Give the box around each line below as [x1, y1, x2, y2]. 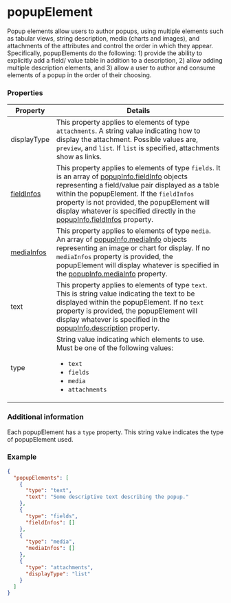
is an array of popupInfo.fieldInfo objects [56, 172, 188, 181]
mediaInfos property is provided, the [56, 252, 173, 262]
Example [7, 452, 37, 462]
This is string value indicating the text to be [56, 289, 195, 298]
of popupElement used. [7, 435, 74, 443]
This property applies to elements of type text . [56, 280, 208, 290]
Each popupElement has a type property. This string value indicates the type [7, 428, 224, 436]
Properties [7, 88, 43, 97]
